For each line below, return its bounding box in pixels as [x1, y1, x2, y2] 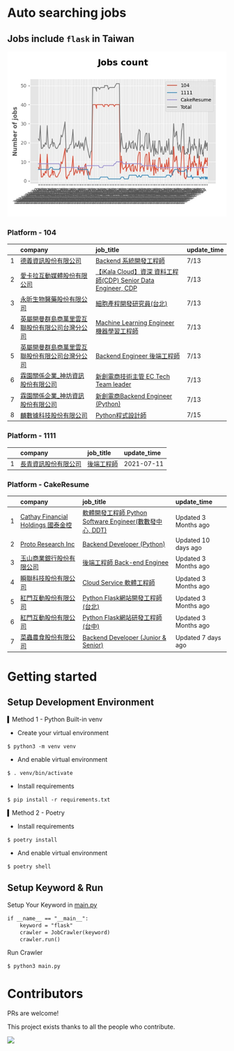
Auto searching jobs [7, 5, 127, 21]
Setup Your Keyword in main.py [7, 900, 97, 909]
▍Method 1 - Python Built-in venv [7, 715, 103, 723]
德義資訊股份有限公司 [20, 256, 82, 265]
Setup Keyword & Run [7, 882, 103, 894]
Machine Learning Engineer [95, 319, 175, 327]
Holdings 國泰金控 [20, 521, 72, 529]
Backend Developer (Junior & [82, 634, 167, 642]
